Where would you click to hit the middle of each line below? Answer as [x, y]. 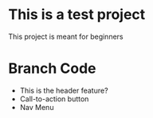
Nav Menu [37, 107]
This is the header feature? [64, 90]
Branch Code [52, 69]
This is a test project [77, 15]
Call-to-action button [54, 99]
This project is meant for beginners [66, 36]
